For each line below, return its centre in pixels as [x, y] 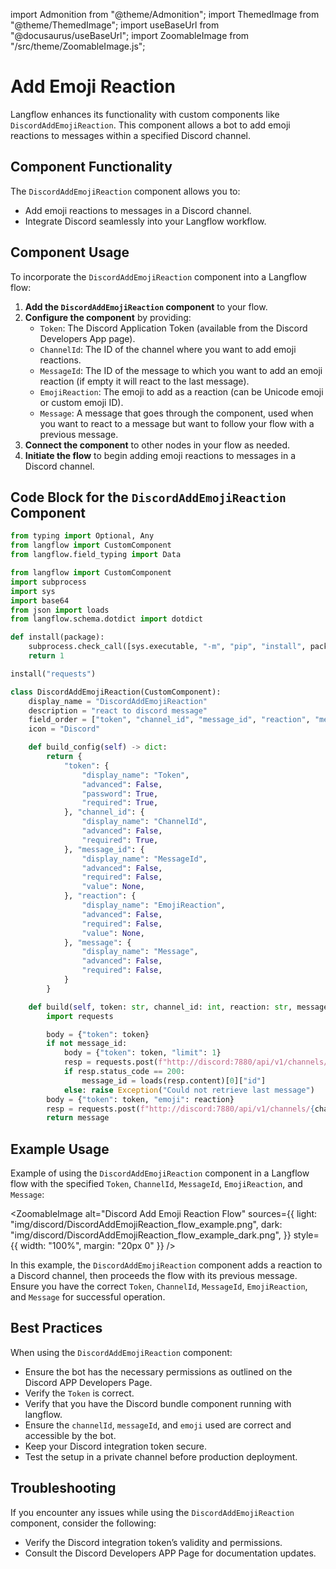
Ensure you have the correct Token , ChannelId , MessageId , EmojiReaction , [159, 1286]
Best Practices [56, 1328]
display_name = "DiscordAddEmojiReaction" [118, 701]
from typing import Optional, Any [82, 536]
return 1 [46, 656]
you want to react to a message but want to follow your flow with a [177, 423]
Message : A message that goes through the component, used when [176, 413]
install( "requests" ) [53, 674]
